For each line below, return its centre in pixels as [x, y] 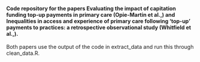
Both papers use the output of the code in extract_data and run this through [100, 47]
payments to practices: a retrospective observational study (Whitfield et [99, 27]
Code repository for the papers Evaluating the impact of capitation [91, 8]
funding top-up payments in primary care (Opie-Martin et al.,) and [91, 14]
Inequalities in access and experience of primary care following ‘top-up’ [98, 21]
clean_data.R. [23, 53]
